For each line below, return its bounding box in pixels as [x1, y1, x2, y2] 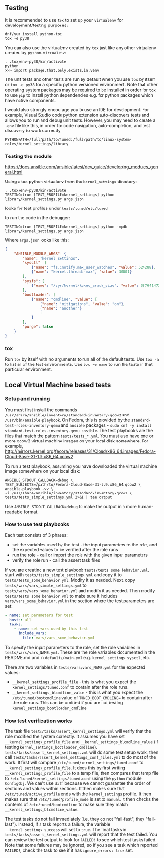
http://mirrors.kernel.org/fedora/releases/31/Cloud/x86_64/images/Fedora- [5, 448, 156, 454]
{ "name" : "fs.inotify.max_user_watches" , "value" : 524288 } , [31, 265, 156, 270]
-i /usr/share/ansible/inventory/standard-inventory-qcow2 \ [5, 491, 132, 495]
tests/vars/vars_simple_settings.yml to [5, 582, 87, 588]
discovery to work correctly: [5, 128, 62, 133]
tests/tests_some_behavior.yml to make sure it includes [5, 593, 118, 598]
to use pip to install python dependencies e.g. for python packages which [5, 92, 154, 98]
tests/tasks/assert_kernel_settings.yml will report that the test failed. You [5, 832, 157, 838]
